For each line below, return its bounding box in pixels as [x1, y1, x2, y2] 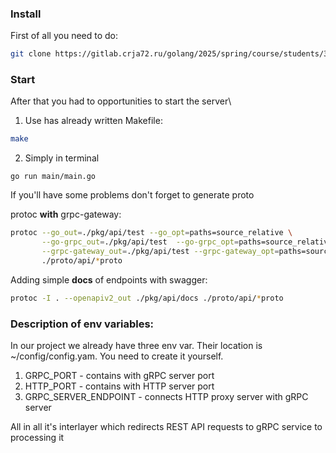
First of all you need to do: [10, 30, 119, 42]
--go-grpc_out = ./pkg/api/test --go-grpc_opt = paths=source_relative [41, 237, 333, 247]
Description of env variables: [10, 317, 155, 331]
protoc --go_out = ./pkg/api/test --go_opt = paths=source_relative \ [10, 228, 293, 238]
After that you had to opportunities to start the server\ [10, 95, 232, 107]
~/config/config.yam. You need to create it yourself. [10, 350, 224, 362]
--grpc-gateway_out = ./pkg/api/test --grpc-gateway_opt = [41, 247, 280, 257]
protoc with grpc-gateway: [10, 208, 122, 221]
